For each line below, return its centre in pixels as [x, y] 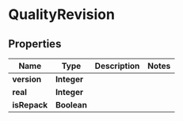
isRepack [30, 105]
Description [117, 66]
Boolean [71, 105]
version [27, 79]
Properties [35, 44]
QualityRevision [61, 15]
